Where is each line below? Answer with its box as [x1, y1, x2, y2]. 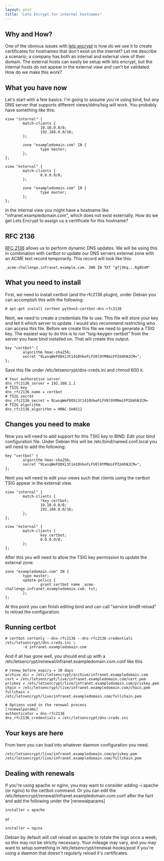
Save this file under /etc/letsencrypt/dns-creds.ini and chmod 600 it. [5, 367, 144, 373]
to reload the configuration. [5, 609, 60, 615]
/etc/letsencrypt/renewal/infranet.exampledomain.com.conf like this [5, 658, 143, 664]
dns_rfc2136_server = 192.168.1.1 [5, 380, 76, 386]
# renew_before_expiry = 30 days [5, 668, 74, 673]
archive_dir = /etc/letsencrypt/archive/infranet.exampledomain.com [5, 672, 148, 678]
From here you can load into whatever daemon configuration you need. [5, 742, 149, 748]
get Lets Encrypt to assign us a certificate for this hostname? [5, 218, 129, 224]
